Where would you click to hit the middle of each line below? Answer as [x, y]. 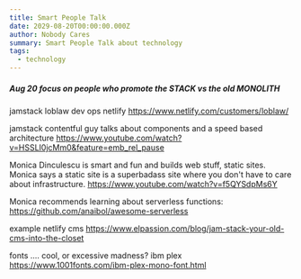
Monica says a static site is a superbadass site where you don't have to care [150, 174]
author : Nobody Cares [50, 34]
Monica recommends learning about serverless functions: [116, 201]
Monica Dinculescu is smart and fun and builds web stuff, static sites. [138, 165]
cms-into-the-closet [47, 238]
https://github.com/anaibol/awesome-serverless [99, 211]
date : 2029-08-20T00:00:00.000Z [70, 26]
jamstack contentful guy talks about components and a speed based [136, 128]
